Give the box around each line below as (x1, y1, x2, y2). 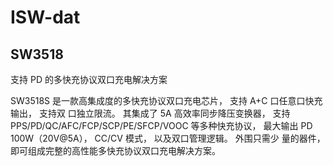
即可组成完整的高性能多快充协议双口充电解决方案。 (10, 145, 221, 156)
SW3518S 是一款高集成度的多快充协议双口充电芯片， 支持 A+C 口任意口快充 (10, 95, 323, 106)
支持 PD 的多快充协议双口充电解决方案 (10, 74, 168, 85)
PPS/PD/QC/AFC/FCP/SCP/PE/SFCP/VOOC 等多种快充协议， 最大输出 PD (10, 120, 313, 131)
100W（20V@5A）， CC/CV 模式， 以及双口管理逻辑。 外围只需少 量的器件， (10, 132, 326, 144)
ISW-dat (10, 6, 81, 29)
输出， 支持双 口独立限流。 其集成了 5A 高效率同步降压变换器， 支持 (10, 107, 291, 119)
